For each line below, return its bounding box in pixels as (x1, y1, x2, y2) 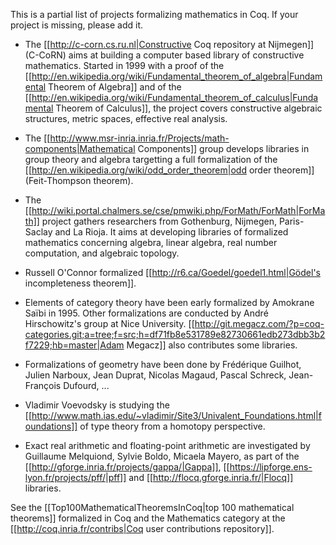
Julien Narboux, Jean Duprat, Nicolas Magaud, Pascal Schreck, (24, 369, 287, 381)
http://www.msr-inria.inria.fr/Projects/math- (49, 132, 230, 144)
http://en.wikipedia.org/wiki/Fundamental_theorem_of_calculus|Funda (31, 92, 319, 103)
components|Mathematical (24, 143, 136, 154)
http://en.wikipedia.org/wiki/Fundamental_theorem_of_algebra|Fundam (31, 70, 323, 82)
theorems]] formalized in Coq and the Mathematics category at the (10, 512, 286, 524)
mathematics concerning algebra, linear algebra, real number (24, 237, 278, 248)
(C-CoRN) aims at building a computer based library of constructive (24, 49, 305, 61)
